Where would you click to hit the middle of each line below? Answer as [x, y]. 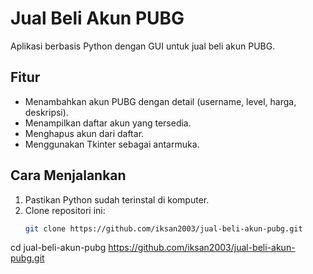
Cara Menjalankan [68, 175]
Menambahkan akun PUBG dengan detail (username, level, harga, [160, 101]
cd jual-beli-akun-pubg [58, 248]
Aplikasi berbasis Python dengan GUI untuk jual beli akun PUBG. [143, 46]
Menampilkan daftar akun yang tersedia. [108, 123]
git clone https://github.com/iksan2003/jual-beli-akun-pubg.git [163, 228]
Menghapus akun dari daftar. [84, 133]
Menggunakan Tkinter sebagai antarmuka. [112, 144]
